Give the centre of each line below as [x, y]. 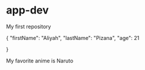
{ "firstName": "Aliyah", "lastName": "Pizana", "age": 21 [73, 38]
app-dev [27, 10]
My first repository [29, 26]
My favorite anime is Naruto [40, 61]
